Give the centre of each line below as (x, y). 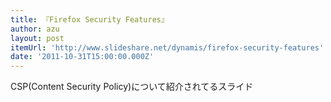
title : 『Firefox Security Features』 (89, 19)
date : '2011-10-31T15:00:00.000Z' (82, 57)
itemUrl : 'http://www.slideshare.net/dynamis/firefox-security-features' (167, 47)
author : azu (35, 29)
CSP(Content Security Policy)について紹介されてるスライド (132, 87)
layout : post (37, 38)
